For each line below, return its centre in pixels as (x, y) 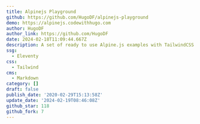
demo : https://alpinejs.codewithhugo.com (59, 23)
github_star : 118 (28, 106)
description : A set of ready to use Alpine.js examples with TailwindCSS (100, 45)
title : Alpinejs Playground (41, 12)
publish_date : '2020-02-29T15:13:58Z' (54, 95)
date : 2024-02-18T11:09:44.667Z (46, 39)
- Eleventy (25, 56)
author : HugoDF (25, 28)
